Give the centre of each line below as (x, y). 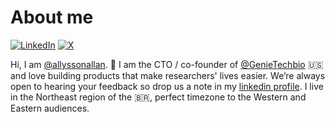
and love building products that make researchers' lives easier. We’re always (168, 75)
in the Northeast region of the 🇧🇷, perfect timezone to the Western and (158, 97)
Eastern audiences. (50, 108)
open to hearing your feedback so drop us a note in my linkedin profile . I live (167, 86)
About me (52, 17)
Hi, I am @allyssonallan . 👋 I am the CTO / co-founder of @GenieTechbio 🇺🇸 (167, 64)
